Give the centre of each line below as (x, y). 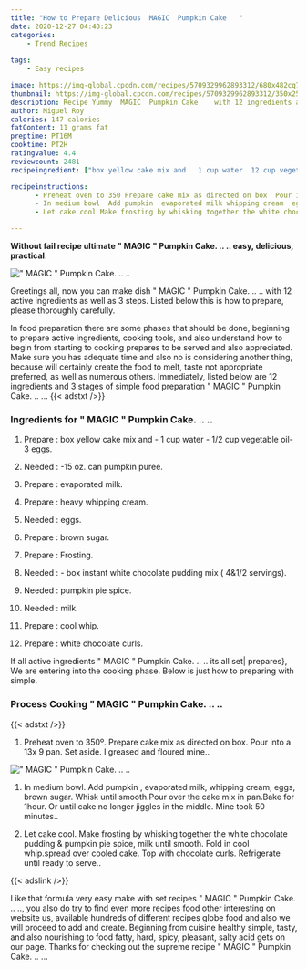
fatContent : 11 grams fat (59, 128)
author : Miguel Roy (47, 110)
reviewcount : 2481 (45, 161)
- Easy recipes (56, 69)
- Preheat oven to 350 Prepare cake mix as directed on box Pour (163, 195)
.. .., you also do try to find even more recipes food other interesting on (143, 908)
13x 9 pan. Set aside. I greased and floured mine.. (117, 751)
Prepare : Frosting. (58, 555)
